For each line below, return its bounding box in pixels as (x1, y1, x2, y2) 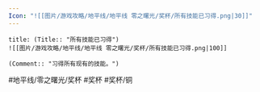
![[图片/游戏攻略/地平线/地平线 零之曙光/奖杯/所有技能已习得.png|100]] (8, 44, 228, 52)
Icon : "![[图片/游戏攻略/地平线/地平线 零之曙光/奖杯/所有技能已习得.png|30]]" (8, 11, 253, 20)
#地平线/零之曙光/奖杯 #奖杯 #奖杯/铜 (8, 74, 133, 85)
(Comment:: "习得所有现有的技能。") (8, 60, 120, 68)
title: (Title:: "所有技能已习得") (8, 36, 120, 44)
